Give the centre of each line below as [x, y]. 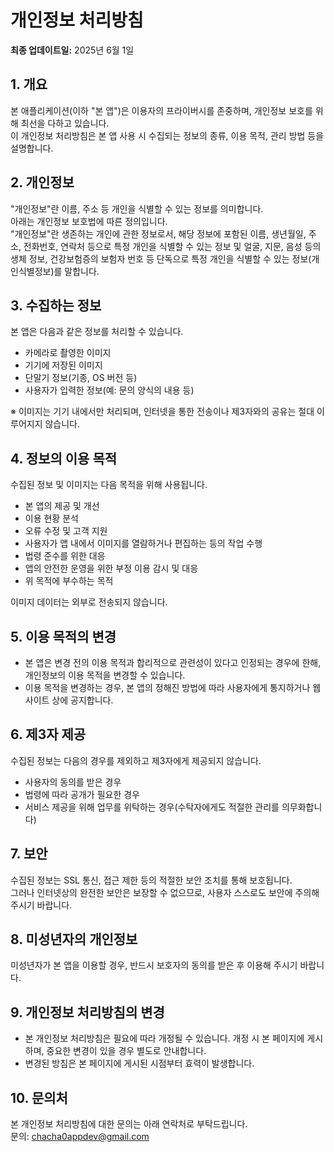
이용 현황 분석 [51, 518]
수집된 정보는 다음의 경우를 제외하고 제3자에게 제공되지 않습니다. [136, 760]
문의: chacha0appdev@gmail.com [80, 1137]
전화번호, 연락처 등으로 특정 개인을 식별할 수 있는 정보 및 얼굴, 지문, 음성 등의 [172, 246]
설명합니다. [32, 148]
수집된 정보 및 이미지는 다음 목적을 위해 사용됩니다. [109, 485]
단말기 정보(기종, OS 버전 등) [81, 378]
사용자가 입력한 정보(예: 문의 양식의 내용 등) [109, 390]
